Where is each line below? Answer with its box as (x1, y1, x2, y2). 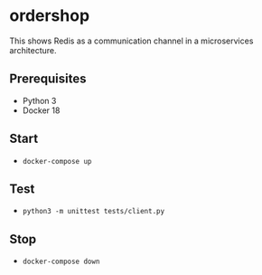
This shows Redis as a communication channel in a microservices (9, 35, 254, 46)
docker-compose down (22, 257, 100, 267)
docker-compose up (22, 156, 92, 166)
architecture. (9, 44, 57, 55)
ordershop (9, 5, 90, 26)
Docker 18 (22, 105, 61, 116)
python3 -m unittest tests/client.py (22, 207, 165, 216)
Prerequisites (9, 71, 87, 87)
